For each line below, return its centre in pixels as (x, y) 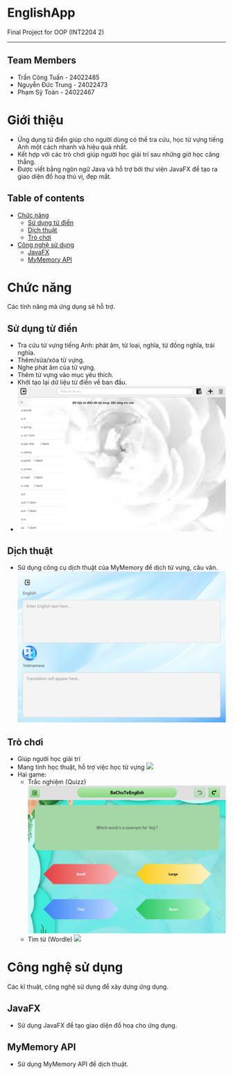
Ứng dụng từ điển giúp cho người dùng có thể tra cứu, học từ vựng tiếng (120, 139)
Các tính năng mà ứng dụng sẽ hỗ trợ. (61, 307)
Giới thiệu (35, 120)
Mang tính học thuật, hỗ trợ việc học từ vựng (81, 767)
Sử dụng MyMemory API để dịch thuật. (73, 1064)
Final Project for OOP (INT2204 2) (56, 32)
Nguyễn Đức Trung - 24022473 (62, 84)
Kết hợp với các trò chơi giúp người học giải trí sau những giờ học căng (118, 154)
